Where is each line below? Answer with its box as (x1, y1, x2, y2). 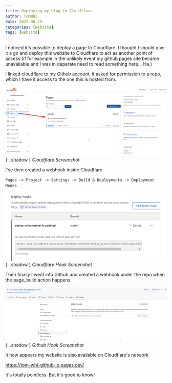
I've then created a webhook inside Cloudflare (5, 167, 103, 173)
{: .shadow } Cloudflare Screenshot (5, 157, 80, 163)
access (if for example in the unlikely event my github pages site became (5, 55, 160, 62)
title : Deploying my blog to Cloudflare (5, 8, 93, 13)
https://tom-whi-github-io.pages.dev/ (5, 362, 84, 368)
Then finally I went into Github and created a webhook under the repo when (5, 271, 165, 277)
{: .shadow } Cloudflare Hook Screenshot (5, 261, 92, 268)
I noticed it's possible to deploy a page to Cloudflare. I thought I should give (5, 45, 165, 51)
